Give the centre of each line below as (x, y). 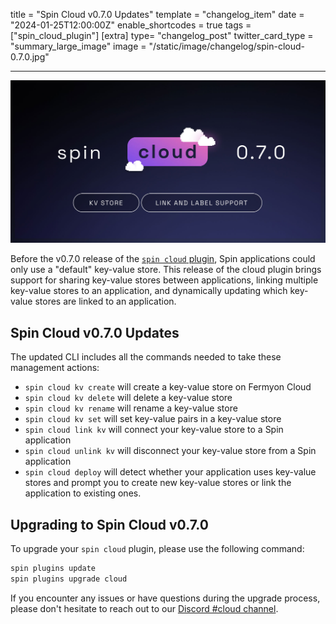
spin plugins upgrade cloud (69, 579)
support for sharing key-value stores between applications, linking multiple (164, 280)
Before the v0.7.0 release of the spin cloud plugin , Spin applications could (163, 259)
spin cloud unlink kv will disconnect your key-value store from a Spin (170, 451)
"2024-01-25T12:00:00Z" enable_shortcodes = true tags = (131, 25)
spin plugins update (53, 568)
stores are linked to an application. (105, 301)
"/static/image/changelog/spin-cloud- (226, 46)
